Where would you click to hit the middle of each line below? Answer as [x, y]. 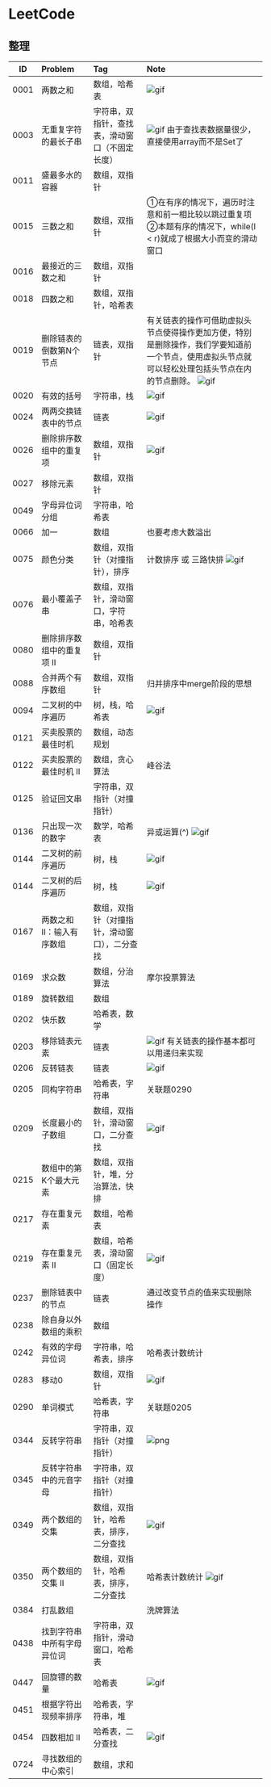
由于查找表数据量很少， [211, 130]
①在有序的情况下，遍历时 [197, 202]
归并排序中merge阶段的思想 [199, 684]
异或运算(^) [168, 832]
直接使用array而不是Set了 [195, 142]
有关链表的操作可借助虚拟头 [199, 320]
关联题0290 [169, 1089]
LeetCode [42, 14]
